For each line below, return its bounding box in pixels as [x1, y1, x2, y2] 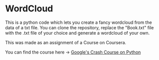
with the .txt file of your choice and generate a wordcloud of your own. [5, 30, 150, 36]
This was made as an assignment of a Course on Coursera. [5, 39, 127, 45]
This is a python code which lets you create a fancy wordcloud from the [5, 19, 153, 25]
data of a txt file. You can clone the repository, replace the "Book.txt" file [5, 24, 154, 30]
